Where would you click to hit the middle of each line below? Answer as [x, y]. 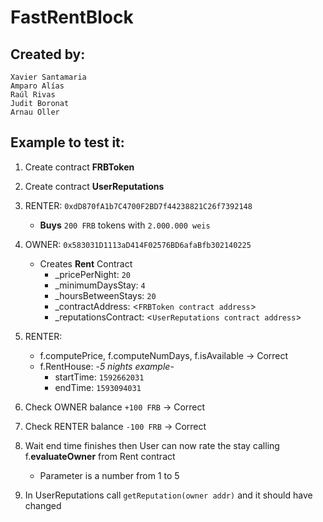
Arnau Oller [35, 112]
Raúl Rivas [33, 95]
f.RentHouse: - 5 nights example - [107, 366]
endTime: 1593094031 [98, 387]
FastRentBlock [72, 17]
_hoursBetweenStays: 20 [105, 295]
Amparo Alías [37, 86]
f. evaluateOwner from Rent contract [100, 456]
